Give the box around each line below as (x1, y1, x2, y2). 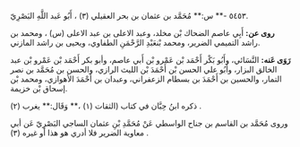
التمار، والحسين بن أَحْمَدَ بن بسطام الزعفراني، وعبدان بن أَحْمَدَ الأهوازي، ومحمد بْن (10, 73, 282, 84)
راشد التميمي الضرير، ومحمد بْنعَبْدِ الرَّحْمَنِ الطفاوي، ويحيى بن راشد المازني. (10, 38, 261, 48)
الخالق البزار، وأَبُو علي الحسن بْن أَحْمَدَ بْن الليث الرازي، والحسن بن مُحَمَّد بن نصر (10, 65, 278, 74)
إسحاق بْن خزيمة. (10, 83, 68, 93)
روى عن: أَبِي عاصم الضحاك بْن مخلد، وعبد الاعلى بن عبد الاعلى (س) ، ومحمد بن (10, 28, 275, 38)
